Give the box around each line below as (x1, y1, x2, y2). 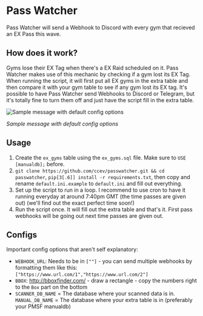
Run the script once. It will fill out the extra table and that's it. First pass (15, 205, 193, 213)
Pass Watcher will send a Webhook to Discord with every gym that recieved (6, 24, 195, 31)
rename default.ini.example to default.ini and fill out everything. (15, 180, 183, 187)
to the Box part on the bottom (15, 284, 88, 291)
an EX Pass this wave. (6, 30, 61, 37)
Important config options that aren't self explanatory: (6, 246, 138, 253)
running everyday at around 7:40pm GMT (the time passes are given (15, 192, 187, 200)
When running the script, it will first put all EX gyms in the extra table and (6, 77, 188, 84)
